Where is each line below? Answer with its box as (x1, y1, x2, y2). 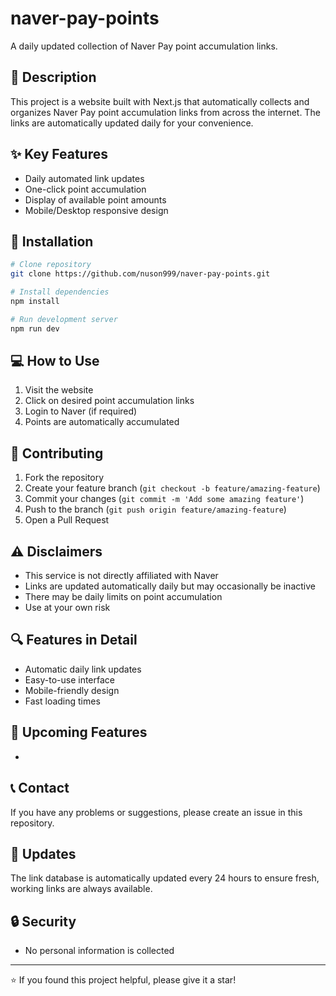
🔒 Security (10, 913, 77, 930)
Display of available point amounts (24, 193, 167, 206)
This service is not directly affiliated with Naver (24, 570, 219, 582)
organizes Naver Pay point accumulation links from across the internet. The (10, 106, 321, 118)
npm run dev (10, 323, 60, 334)
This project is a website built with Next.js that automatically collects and (10, 95, 310, 107)
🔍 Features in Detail (10, 632, 138, 649)
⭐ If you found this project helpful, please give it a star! (10, 974, 237, 986)
